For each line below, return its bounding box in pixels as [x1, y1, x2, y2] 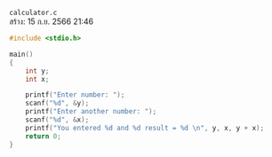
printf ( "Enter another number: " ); [25, 107, 157, 116]
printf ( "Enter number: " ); [25, 90, 125, 99]
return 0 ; [25, 131, 62, 141]
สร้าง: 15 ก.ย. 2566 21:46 [9, 16, 94, 27]
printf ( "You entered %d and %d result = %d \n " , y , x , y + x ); [25, 123, 265, 132]
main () [9, 50, 34, 59]
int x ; [25, 75, 50, 83]
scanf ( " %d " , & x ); [25, 115, 90, 124]
